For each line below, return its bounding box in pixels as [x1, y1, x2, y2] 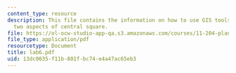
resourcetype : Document [7, 42, 77, 49]
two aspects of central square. [13, 23, 109, 30]
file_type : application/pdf [7, 36, 90, 43]
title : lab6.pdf [7, 49, 55, 56]
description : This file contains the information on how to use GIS [7, 17, 212, 24]
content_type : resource [7, 10, 77, 17]
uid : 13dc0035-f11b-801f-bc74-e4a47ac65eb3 [7, 56, 137, 63]
